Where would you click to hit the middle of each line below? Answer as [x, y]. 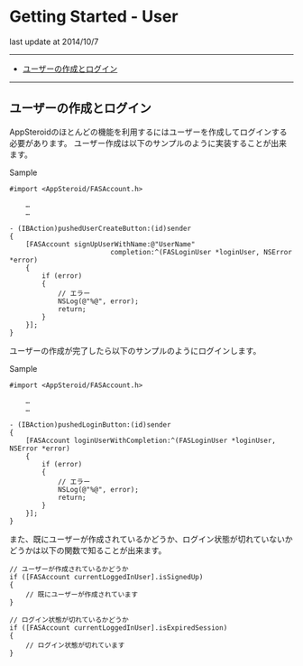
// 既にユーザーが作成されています [82, 594]
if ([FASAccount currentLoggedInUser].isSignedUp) [106, 577]
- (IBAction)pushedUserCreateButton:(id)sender [101, 228]
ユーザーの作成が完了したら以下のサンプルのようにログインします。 [135, 350]
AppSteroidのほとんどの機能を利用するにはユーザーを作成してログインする [148, 132]
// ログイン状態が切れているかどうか [69, 620]
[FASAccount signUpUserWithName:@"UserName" [110, 244]
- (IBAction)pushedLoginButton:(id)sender [90, 425]
